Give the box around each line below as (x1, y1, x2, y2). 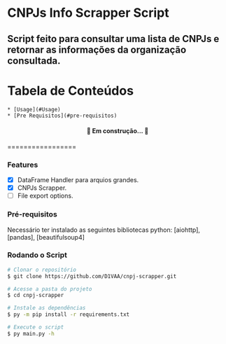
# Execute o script (7, 324, 64, 331)
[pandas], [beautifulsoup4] (7, 233, 85, 241)
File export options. (17, 191, 73, 200)
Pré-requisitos (7, 209, 57, 219)
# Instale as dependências (7, 305, 86, 312)
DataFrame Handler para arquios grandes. (17, 176, 139, 184)
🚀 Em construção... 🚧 (86, 127, 149, 135)
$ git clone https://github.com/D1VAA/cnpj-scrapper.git (7, 273, 177, 280)
